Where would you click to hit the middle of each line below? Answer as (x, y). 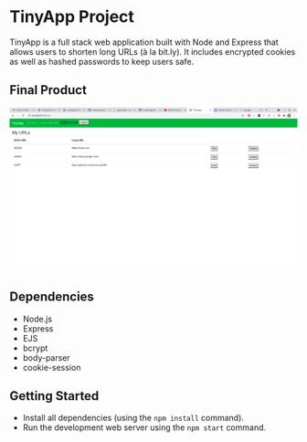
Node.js (37, 319)
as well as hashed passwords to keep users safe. (102, 61)
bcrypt (35, 348)
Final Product (48, 90)
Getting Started (54, 396)
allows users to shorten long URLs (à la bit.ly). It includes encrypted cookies (153, 51)
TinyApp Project (72, 17)
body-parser (46, 357)
